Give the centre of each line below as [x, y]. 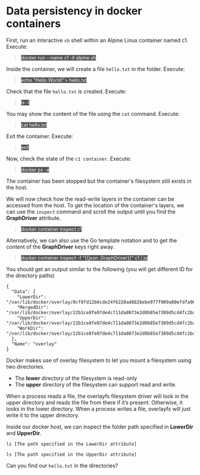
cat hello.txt [34, 125]
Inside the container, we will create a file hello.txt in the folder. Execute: [96, 69]
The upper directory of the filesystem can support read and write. [96, 384]
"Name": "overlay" [35, 344]
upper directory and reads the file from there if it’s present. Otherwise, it [94, 402]
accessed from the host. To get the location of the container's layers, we [95, 205]
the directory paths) [31, 275]
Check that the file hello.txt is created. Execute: [66, 91]
